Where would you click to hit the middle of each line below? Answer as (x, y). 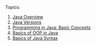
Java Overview (28, 17)
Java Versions (27, 22)
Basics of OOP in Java (35, 33)
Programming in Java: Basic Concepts (51, 27)
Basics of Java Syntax (35, 38)
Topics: (13, 7)
